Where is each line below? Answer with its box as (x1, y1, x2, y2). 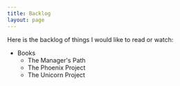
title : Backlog (7, 10, 51, 17)
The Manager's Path (27, 56, 86, 64)
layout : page (7, 17, 45, 23)
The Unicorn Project (27, 70, 85, 79)
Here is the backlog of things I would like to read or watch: (7, 35, 174, 43)
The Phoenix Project (27, 63, 86, 72)
